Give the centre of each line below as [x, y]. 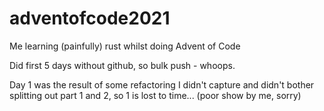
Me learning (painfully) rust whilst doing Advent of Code [125, 46]
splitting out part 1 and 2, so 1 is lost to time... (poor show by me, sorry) [155, 95]
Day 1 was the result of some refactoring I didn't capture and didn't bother [162, 84]
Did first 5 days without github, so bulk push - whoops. [122, 65]
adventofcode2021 [90, 18]
